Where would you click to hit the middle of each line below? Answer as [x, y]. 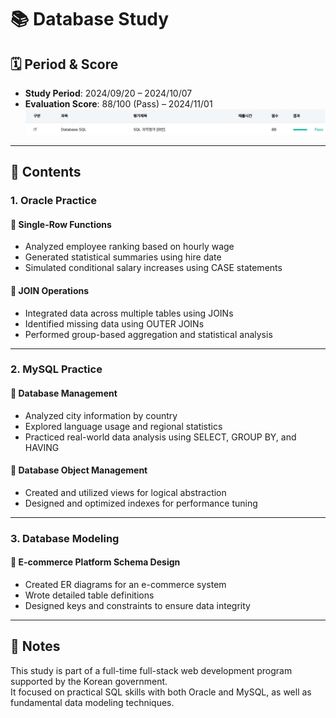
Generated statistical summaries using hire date [123, 257]
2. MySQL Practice [56, 369]
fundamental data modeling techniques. [92, 702]
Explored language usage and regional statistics [123, 426]
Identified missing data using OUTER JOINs [114, 323]
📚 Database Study [90, 19]
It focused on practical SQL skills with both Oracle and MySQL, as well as [161, 692]
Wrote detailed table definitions [89, 595]
